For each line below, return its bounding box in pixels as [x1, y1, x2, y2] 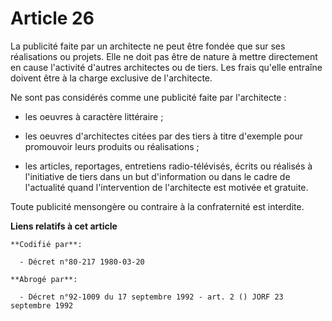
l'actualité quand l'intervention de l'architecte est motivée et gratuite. [24, 181, 309, 193]
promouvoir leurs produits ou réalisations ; [24, 140, 200, 152]
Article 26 [10, 7, 95, 30]
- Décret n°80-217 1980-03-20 [19, 257, 145, 267]
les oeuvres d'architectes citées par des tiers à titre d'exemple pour [24, 130, 304, 142]
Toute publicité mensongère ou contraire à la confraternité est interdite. [10, 200, 305, 212]
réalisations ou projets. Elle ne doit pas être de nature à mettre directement [10, 50, 318, 62]
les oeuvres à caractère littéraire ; [24, 110, 164, 122]
